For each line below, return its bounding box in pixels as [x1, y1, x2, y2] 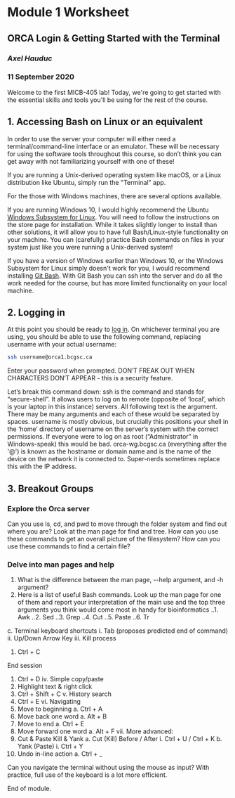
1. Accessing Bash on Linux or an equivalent [7, 116, 203, 128]
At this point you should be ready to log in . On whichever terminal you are [7, 325, 220, 334]
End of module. [7, 785, 51, 793]
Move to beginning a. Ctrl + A [17, 704, 103, 714]
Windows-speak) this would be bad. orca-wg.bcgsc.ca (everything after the [7, 440, 227, 449]
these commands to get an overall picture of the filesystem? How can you [7, 534, 220, 543]
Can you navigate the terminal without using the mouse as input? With [7, 764, 210, 772]
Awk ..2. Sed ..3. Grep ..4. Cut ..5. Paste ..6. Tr [17, 613, 149, 622]
